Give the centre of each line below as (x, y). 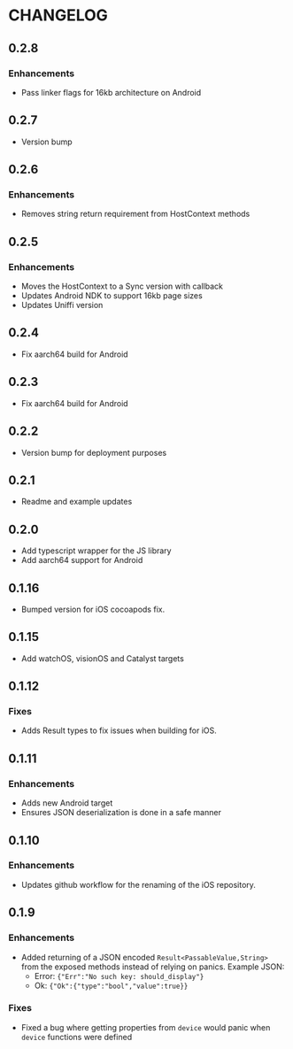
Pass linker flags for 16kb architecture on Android (111, 92)
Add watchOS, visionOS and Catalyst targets (103, 658)
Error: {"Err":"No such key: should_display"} (119, 976)
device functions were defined (77, 1037)
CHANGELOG (58, 15)
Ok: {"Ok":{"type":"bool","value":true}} (111, 985)
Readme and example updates (77, 502)
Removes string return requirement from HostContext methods (135, 214)
